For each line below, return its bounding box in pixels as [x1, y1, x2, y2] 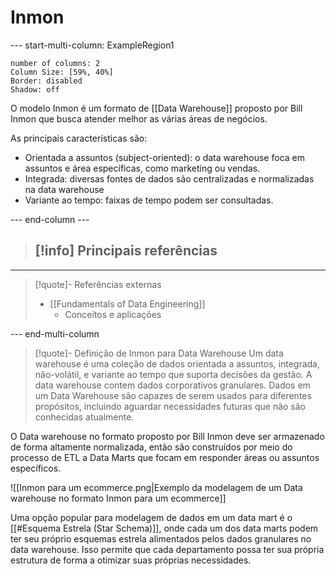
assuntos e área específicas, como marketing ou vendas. [24, 162, 261, 174]
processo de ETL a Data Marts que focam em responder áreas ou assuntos [10, 451, 320, 463]
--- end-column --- [10, 213, 90, 225]
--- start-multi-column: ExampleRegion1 [10, 39, 175, 51]
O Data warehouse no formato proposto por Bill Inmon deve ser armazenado [10, 430, 325, 442]
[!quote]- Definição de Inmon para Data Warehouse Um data [34, 347, 284, 359]
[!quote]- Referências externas [34, 278, 162, 290]
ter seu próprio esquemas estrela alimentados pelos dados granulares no [10, 532, 312, 545]
